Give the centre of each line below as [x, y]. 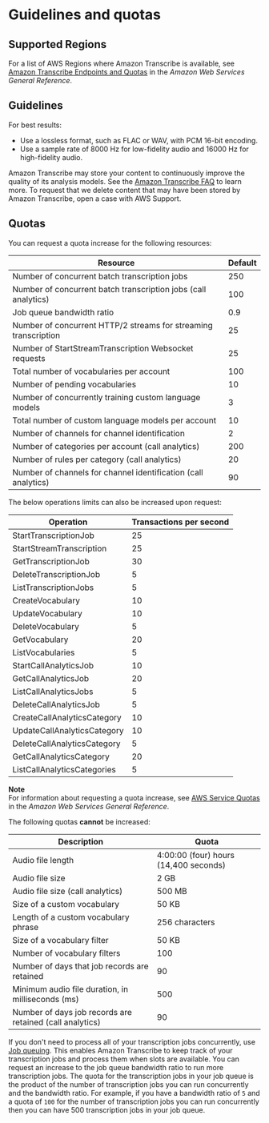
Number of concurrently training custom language [106, 397]
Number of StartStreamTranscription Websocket [103, 348]
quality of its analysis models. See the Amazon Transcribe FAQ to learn [125, 181]
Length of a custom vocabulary [71, 916]
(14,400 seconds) [191, 864]
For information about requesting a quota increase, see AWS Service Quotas [134, 797]
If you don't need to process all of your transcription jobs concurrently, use [132, 1041]
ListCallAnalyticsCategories [64, 769]
